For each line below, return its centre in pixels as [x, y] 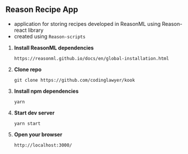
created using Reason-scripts [50, 36]
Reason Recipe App [42, 10]
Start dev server [34, 113]
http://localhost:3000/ [43, 145]
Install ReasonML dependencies [54, 48]
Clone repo [28, 69]
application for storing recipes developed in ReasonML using [87, 24]
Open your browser [38, 134]
